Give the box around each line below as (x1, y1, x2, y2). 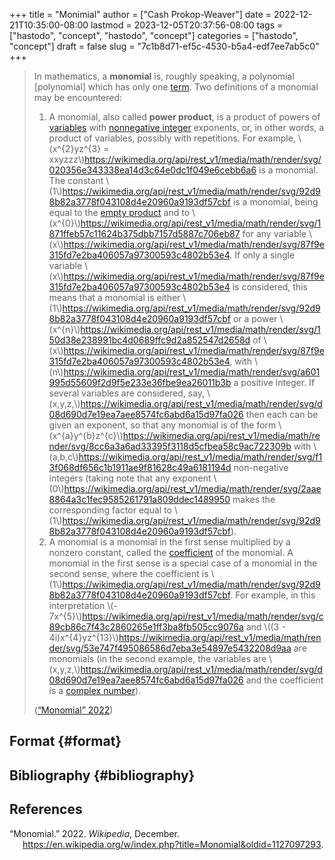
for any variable (242, 228, 307, 239)
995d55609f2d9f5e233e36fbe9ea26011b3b (48, 377, 232, 388)
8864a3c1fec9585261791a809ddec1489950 (48, 494, 231, 505)
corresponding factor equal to (48, 504, 172, 516)
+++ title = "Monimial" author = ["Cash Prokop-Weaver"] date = (9, 9, 272, 20)
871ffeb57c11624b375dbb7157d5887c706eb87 (48, 228, 241, 239)
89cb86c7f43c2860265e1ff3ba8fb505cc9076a (48, 621, 244, 633)
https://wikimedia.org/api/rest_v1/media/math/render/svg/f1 (78, 451, 323, 463)
